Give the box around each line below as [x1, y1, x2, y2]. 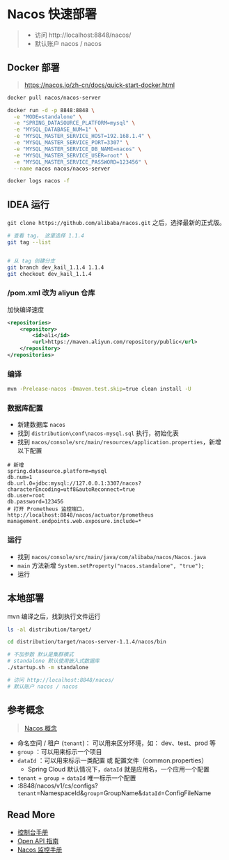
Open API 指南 [17, 837, 59, 845]
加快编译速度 [7, 305, 44, 313]
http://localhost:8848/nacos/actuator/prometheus [7, 512, 155, 519]
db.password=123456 [7, 499, 64, 506]
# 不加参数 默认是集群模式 [7, 651, 74, 658]
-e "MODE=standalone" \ [13, 113, 82, 120]
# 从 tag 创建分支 [7, 257, 56, 265]
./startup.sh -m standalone [7, 664, 89, 671]
